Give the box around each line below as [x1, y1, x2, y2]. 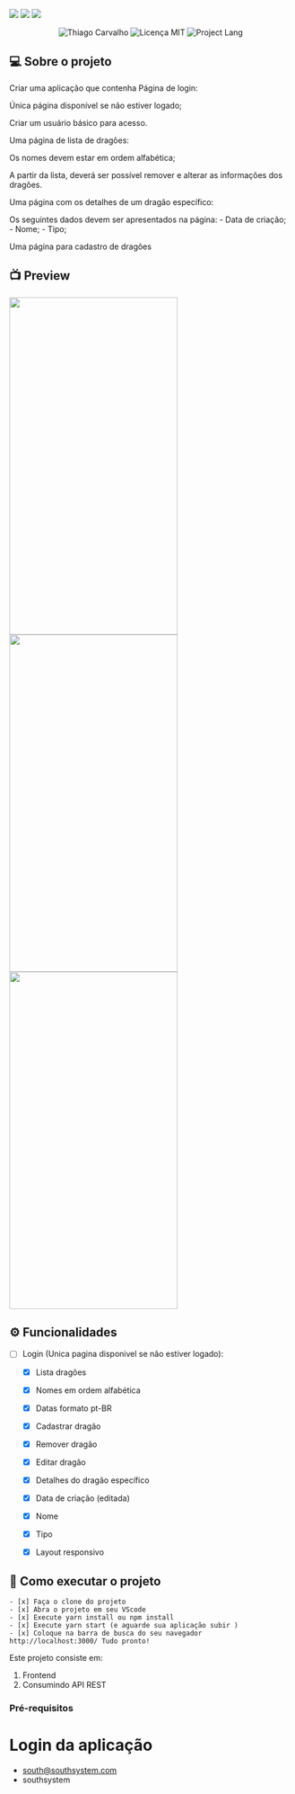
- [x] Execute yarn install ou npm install [9, 1613, 175, 1622]
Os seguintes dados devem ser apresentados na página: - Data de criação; [9, 214, 287, 225]
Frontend [22, 1670, 56, 1681]
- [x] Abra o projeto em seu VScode [9, 1605, 146, 1614]
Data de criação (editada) [35, 1493, 130, 1504]
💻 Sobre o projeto [9, 54, 112, 69]
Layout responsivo [35, 1547, 105, 1557]
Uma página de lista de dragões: [9, 135, 130, 146]
